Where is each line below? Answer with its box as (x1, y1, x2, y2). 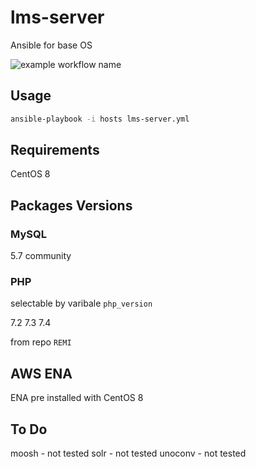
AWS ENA (10, 365, 73, 382)
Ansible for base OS (10, 39, 93, 51)
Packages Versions (10, 197, 133, 214)
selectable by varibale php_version (10, 297, 153, 310)
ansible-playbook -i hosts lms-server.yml (10, 114, 190, 124)
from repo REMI (10, 336, 72, 348)
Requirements (10, 142, 100, 159)
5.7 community (10, 250, 72, 262)
